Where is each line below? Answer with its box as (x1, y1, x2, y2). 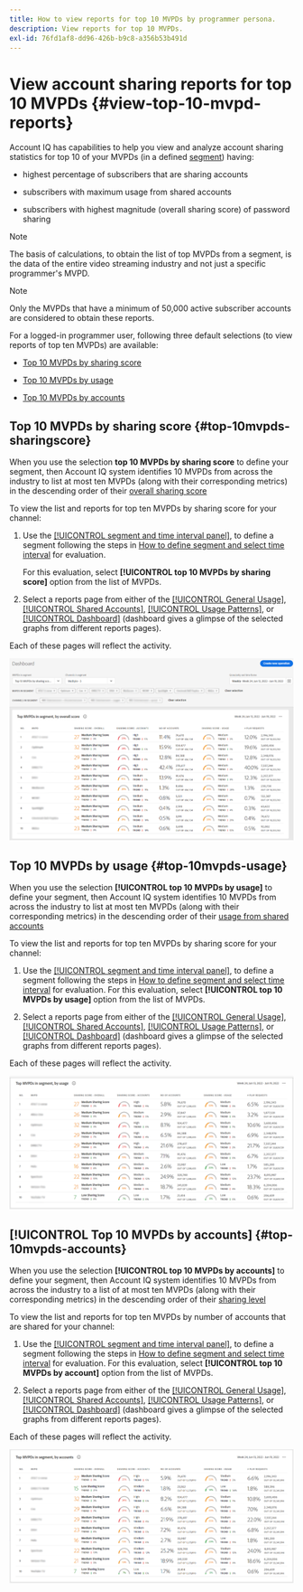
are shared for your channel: (9, 1321, 115, 1333)
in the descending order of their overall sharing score (9, 485, 207, 496)
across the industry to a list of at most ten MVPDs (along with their (9, 1285, 256, 1295)
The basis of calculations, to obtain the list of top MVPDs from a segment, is (9, 249, 292, 259)
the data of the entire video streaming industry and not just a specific (9, 259, 266, 269)
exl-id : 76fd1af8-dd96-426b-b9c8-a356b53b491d (9, 33, 188, 42)
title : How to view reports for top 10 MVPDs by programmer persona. (9, 14, 277, 24)
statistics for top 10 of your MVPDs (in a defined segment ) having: (9, 152, 254, 163)
